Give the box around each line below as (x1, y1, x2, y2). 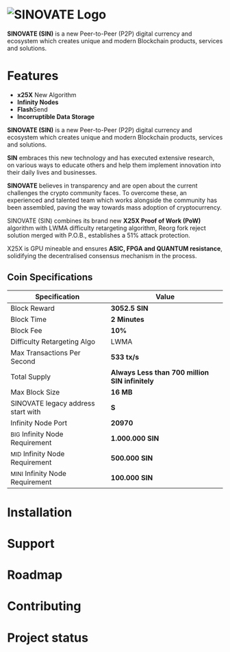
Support (7, 536, 55, 551)
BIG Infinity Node (10, 429, 64, 438)
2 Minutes (110, 314, 145, 324)
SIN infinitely (110, 376, 154, 386)
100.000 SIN (110, 473, 153, 482)
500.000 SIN (110, 453, 153, 462)
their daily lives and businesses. (7, 168, 97, 176)
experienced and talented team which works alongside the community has (7, 196, 218, 204)
